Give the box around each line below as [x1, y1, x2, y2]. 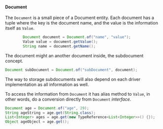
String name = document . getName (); [23, 44, 96, 49]
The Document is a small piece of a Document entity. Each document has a [5, 15, 154, 21]
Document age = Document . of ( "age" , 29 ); [5, 105, 90, 110]
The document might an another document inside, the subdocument [5, 52, 144, 58]
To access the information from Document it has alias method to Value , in [5, 91, 150, 97]
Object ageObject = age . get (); [5, 119, 69, 125]
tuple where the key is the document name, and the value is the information [5, 20, 159, 26]
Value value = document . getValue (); [23, 39, 98, 44]
